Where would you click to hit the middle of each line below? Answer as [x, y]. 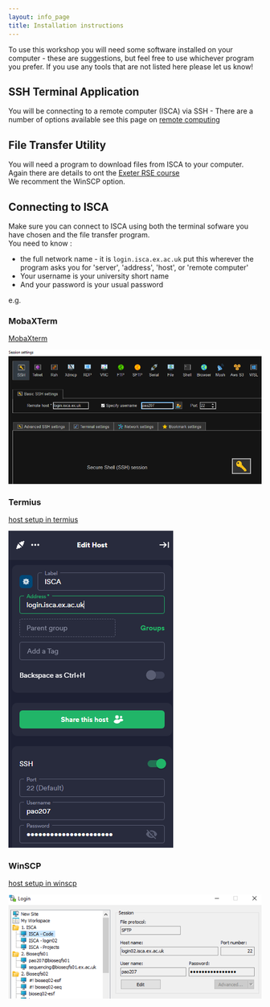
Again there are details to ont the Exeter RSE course [94, 173]
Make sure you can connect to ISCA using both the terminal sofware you [129, 226]
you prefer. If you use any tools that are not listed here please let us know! [131, 66]
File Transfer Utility [57, 145]
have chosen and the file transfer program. [79, 234]
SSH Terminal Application [74, 91]
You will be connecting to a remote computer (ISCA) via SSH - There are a [131, 111]
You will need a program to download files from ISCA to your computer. [126, 164]
